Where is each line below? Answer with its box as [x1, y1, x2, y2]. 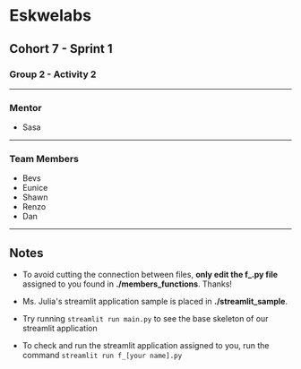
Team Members [9, 153, 79, 166]
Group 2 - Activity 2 [9, 68, 97, 81]
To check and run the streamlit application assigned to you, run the [21, 340, 270, 351]
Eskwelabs [9, 5, 92, 26]
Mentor [9, 101, 42, 114]
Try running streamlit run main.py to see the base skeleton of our [21, 313, 269, 324]
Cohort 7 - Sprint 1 [9, 41, 114, 56]
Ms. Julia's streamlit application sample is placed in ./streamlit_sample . [21, 296, 288, 307]
